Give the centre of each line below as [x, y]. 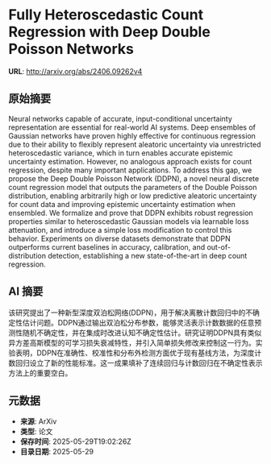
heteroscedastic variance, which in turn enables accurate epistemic [121, 153]
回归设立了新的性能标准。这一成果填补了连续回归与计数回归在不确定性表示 [139, 362]
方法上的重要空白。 [40, 373]
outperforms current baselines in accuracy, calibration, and [107, 246]
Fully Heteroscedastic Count [106, 15]
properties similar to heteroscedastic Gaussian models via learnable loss [129, 221]
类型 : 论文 [36, 432]
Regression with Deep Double [110, 32]
